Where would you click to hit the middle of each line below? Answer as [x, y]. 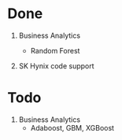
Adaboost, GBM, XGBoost [72, 127]
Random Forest [55, 50]
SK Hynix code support [57, 66]
